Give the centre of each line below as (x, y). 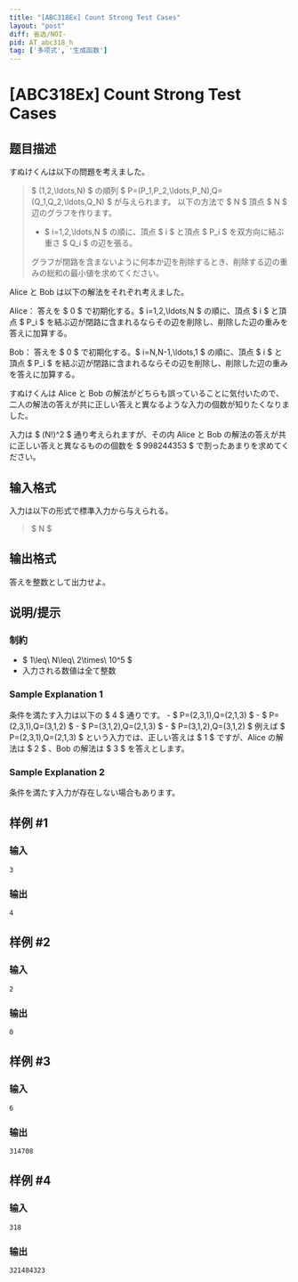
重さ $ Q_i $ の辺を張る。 (91, 243)
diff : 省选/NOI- (38, 34)
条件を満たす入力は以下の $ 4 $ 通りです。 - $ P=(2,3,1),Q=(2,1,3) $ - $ (138, 714)
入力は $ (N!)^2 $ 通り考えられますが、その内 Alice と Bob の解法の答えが (144, 435)
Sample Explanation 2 (57, 772)
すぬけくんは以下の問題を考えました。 (79, 172)
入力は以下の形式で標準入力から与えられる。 (91, 510)
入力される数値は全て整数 (69, 671)
